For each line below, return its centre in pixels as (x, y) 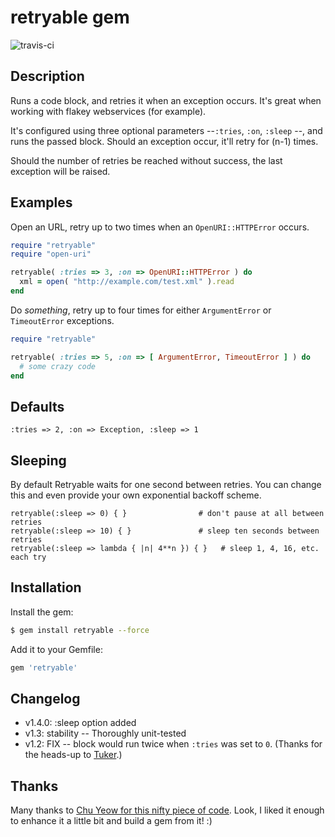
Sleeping (38, 460)
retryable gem (70, 17)
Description (47, 76)
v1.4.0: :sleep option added (80, 723)
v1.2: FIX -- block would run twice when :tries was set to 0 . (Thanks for (173, 744)
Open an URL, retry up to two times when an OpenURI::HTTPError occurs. (160, 227)
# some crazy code (58, 366)
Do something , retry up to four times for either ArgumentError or (141, 310)
